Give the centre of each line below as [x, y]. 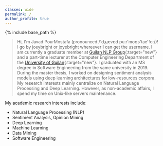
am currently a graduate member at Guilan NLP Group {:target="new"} [87, 52]
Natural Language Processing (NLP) [48, 112]
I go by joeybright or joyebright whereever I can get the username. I [85, 47]
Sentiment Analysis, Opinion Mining [48, 118]
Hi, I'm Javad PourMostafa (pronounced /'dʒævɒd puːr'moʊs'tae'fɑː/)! [88, 42]
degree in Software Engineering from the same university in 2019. [83, 68]
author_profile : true [27, 18]
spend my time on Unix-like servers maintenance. [67, 93]
